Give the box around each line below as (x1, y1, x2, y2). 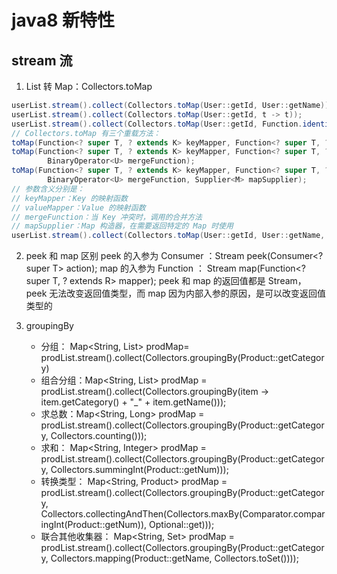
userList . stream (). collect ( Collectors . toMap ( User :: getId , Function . (11, 119, 303, 129)
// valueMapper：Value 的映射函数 (11, 202, 146, 213)
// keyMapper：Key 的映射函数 (11, 193, 128, 203)
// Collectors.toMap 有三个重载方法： (11, 128, 161, 138)
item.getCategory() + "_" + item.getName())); (40, 396, 227, 408)
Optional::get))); (149, 519, 215, 531)
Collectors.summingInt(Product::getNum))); (50, 464, 229, 476)
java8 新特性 (11, 9, 115, 32)
